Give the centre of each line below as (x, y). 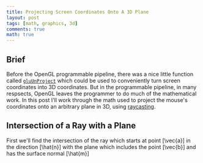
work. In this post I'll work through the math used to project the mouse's (97, 100)
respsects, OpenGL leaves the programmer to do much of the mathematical (102, 93)
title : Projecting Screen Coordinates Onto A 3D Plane (78, 12)
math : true (20, 35)
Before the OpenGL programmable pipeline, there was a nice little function (100, 74)
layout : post (23, 18)
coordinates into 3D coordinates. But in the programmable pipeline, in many (102, 87)
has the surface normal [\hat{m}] (48, 153)
